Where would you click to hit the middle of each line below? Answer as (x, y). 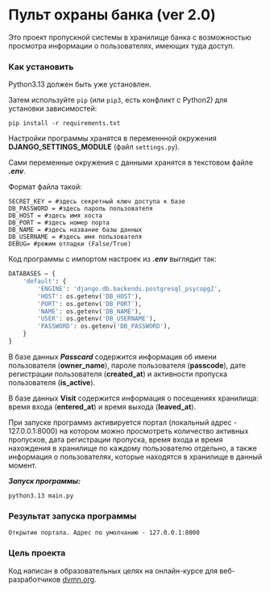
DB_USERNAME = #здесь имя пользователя (75, 237)
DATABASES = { (32, 274)
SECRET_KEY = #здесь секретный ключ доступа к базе (97, 202)
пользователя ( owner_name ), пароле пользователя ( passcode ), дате (127, 365)
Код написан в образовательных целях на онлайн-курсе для (113, 570)
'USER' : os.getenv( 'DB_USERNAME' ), (97, 319)
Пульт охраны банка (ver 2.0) (112, 15)
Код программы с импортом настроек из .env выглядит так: (112, 259)
